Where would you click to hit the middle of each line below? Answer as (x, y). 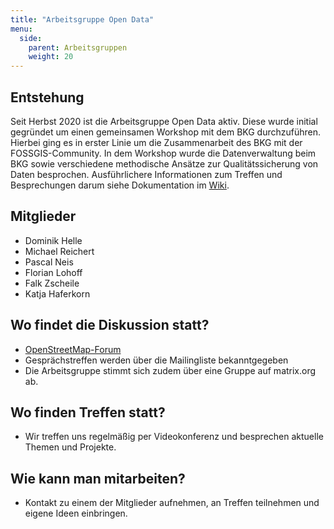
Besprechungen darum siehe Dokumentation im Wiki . (120, 185)
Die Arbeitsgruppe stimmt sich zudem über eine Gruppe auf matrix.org (170, 370)
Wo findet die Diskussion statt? (110, 325)
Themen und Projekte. (70, 447)
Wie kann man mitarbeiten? (98, 478)
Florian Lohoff (53, 272)
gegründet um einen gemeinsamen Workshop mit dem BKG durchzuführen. (166, 132)
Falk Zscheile (52, 283)
